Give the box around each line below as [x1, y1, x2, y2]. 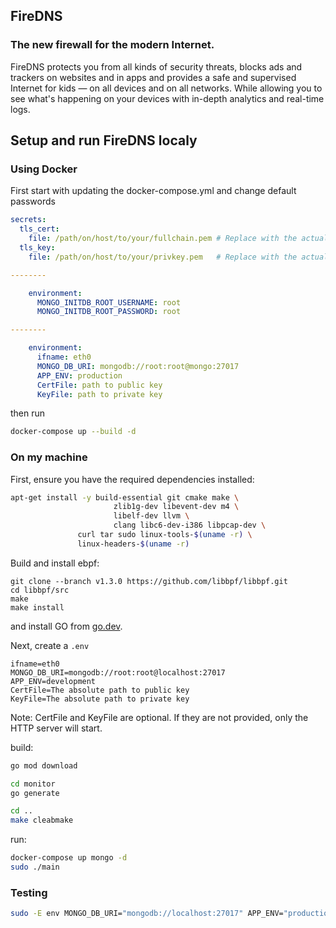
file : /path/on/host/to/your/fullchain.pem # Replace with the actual [28, 234, 329, 244]
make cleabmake [10, 815, 74, 826]
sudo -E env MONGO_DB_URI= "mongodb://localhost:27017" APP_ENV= [10, 909, 284, 919]
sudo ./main [10, 862, 60, 873]
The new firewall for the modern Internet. [10, 38, 215, 52]
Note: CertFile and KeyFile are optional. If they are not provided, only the [10, 711, 309, 723]
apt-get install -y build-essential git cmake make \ [10, 492, 240, 503]
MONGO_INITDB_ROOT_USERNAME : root [36, 297, 182, 308]
